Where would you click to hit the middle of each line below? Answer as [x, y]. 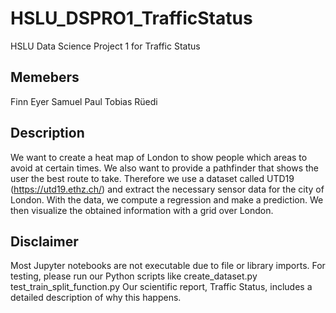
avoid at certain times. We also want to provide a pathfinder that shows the [165, 168]
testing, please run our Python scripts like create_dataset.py [134, 276]
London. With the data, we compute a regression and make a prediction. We [167, 199]
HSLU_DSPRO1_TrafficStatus [131, 18]
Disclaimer [44, 241]
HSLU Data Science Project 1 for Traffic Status [105, 46]
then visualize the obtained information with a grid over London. [142, 210]
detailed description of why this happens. [96, 298]
